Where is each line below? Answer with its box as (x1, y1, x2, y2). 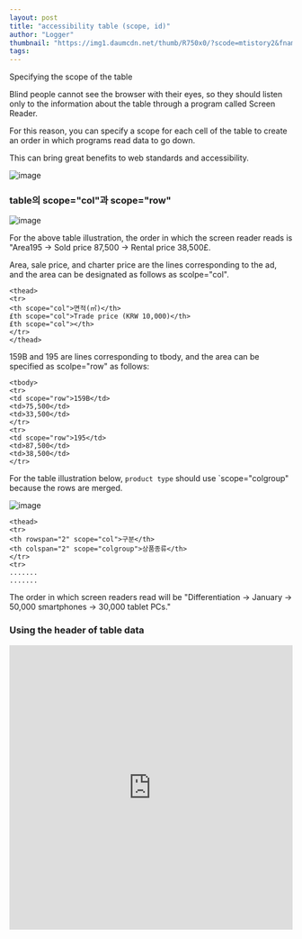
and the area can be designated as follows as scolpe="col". (9, 269, 229, 280)
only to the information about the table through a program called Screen (9, 98, 276, 109)
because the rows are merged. (9, 483, 123, 494)
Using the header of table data (9, 624, 145, 636)
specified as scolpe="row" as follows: (9, 361, 150, 372)
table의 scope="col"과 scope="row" (9, 195, 172, 207)
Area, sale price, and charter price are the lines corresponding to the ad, (9, 260, 277, 270)
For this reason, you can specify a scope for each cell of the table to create (9, 125, 288, 136)
